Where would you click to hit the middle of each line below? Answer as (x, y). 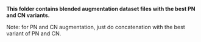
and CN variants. (28, 15)
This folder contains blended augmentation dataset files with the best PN (101, 9)
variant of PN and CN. (34, 33)
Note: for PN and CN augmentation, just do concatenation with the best (96, 27)
